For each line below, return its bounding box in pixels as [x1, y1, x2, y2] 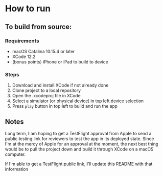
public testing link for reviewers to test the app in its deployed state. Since [5, 136, 154, 142]
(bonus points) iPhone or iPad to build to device [12, 59, 109, 64]
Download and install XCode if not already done [12, 82, 109, 88]
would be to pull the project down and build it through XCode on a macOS [5, 146, 154, 152]
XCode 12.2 [12, 54, 36, 59]
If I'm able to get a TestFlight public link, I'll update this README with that [5, 161, 153, 167]
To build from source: [5, 23, 72, 31]
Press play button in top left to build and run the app [12, 103, 117, 109]
